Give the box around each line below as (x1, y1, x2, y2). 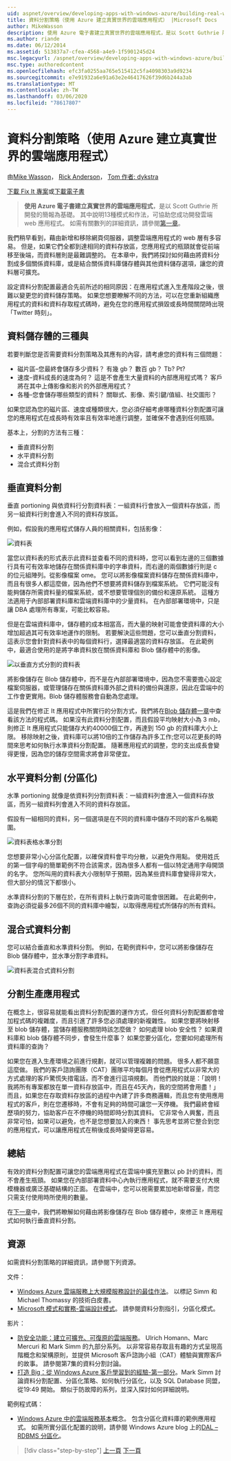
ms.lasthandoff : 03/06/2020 (7, 94, 88, 100)
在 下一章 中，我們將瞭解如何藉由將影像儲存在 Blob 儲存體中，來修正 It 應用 (7, 1207, 217, 1216)
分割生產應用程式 (7, 988, 80, 1000)
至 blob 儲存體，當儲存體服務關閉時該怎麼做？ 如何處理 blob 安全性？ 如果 (7, 1025, 217, 1033)
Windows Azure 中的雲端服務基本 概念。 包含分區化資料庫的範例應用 (16, 1414, 210, 1422)
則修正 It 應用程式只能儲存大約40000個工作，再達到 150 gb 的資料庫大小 (7, 724, 212, 732)
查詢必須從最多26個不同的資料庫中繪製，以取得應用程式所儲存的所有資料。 (7, 901, 220, 910)
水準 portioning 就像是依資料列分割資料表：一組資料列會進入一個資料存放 (7, 791, 214, 800)
